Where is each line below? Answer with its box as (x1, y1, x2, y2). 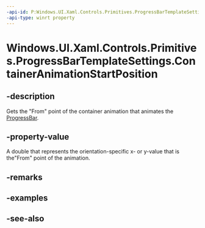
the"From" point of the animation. (6, 154, 90, 162)
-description (6, 91, 55, 101)
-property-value (6, 131, 70, 142)
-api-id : (6, 9, 29, 15)
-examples (6, 193, 48, 204)
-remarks (6, 172, 43, 182)
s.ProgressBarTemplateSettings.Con (6, 54, 196, 68)
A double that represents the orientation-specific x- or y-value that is (6, 148, 180, 155)
